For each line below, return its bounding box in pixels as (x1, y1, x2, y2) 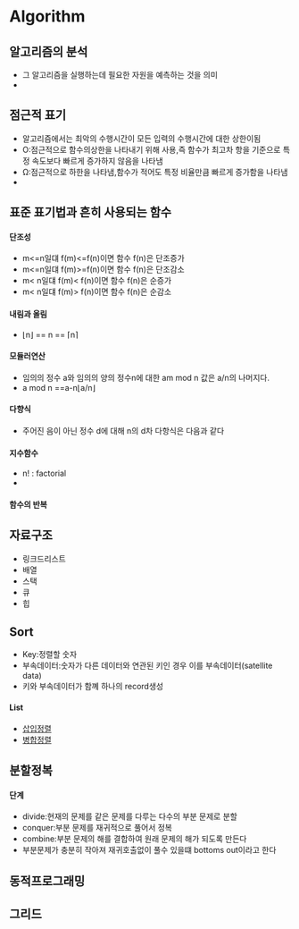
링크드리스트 (21, 553, 67, 564)
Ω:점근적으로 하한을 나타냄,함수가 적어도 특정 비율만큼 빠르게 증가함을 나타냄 (21, 166, 288, 177)
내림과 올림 (9, 308, 47, 319)
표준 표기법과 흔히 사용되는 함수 (9, 205, 172, 220)
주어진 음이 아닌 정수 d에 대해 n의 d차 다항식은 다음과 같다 (21, 426, 225, 436)
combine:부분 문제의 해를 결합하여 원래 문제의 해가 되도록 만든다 (21, 833, 247, 844)
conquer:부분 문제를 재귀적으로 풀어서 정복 (21, 823, 172, 833)
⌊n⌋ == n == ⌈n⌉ (21, 329, 79, 340)
